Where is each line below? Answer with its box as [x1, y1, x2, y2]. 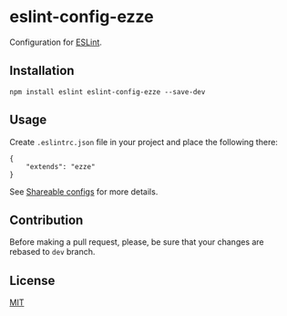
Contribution [9, 212, 84, 227]
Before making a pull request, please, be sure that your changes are [9, 237, 264, 248]
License [9, 272, 56, 289]
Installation [9, 63, 75, 79]
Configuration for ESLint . [9, 37, 103, 47]
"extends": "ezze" [26, 162, 96, 171]
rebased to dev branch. [9, 247, 96, 258]
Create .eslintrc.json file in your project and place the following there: [9, 136, 278, 147]
